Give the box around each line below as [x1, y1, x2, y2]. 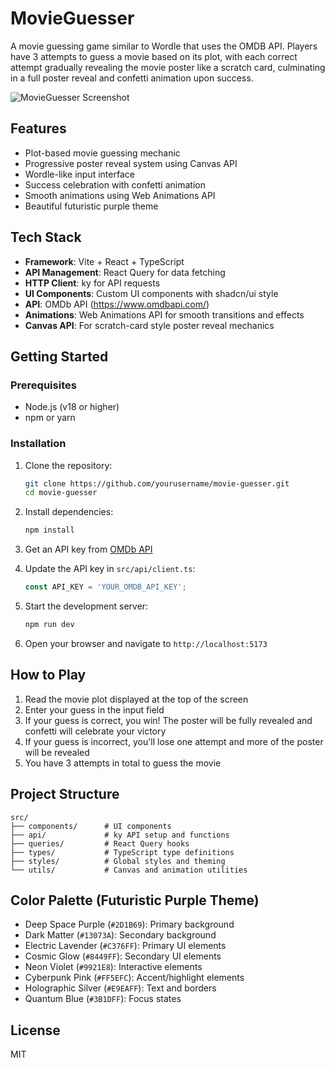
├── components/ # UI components [10, 821, 172, 831]
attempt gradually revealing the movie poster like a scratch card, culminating [10, 61, 326, 73]
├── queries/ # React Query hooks [10, 838, 190, 849]
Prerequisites [10, 378, 77, 392]
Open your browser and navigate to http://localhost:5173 [24, 637, 268, 649]
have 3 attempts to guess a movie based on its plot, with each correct [10, 50, 298, 62]
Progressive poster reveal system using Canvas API [24, 157, 238, 169]
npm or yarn [24, 412, 76, 424]
